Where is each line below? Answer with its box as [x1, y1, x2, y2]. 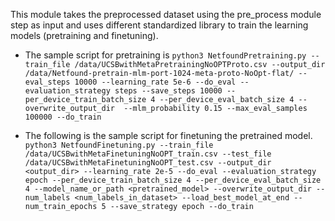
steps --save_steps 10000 [114, 86, 223, 96]
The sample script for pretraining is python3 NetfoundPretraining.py [24, 49, 307, 61]
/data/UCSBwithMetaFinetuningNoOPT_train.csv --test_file [24, 149, 272, 159]
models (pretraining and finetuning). [10, 30, 159, 41]
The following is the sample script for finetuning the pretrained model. [24, 130, 313, 141]
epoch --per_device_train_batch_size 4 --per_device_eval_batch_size [24, 175, 322, 185]
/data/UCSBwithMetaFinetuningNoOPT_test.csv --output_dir [24, 158, 272, 168]
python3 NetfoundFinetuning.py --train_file [24, 140, 214, 150]
